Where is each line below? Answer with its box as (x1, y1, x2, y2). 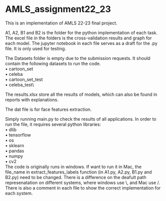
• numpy (5, 153, 23, 159)
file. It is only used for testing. (5, 45, 66, 51)
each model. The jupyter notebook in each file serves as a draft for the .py (5, 40, 158, 46)
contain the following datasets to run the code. (5, 60, 101, 66)
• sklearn (5, 142, 24, 148)
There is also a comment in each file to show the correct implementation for (5, 185, 161, 191)
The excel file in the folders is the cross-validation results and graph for (5, 35, 152, 41)
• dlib (5, 126, 16, 133)
